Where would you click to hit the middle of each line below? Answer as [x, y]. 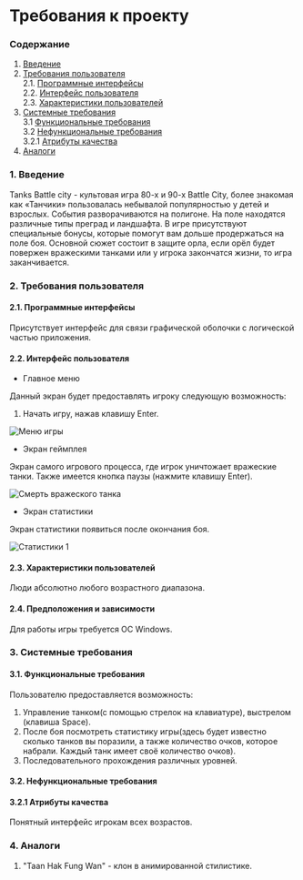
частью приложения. [50, 337]
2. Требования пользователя [76, 286]
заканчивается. [40, 262]
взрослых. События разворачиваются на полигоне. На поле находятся [147, 214]
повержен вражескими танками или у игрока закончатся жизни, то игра [151, 252]
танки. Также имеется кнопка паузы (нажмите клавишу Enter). [131, 476]
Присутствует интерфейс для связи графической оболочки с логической [152, 328]
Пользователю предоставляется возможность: [101, 694]
